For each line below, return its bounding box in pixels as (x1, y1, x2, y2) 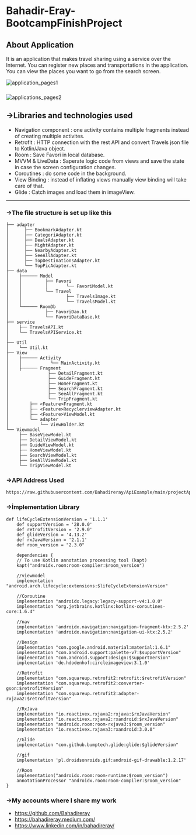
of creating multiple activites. (14, 132, 85, 139)
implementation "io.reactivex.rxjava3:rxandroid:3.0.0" (16, 726, 156, 733)
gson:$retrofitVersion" (6, 685, 64, 692)
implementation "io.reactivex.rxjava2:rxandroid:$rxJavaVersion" (16, 716, 179, 722)
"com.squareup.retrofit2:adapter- (55, 690, 140, 696)
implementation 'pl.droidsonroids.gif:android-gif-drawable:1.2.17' (16, 757, 187, 763)
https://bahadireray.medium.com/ (14, 816, 96, 823)
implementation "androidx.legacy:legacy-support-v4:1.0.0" (16, 598, 163, 604)
